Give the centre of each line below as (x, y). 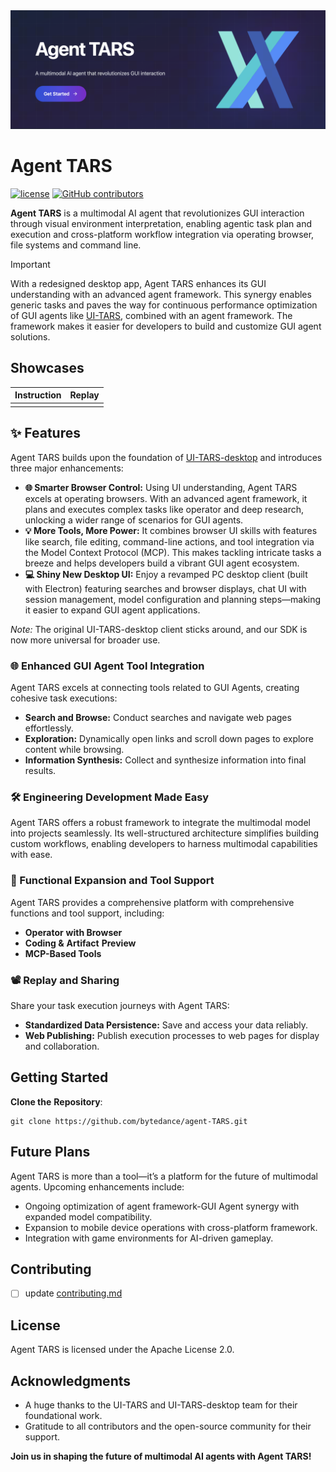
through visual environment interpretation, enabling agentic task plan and (161, 223)
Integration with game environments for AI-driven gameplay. (149, 1238)
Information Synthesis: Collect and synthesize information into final (165, 760)
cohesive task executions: (64, 698)
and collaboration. (62, 1046)
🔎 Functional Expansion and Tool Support (112, 881)
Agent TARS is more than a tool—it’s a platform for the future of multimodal (164, 1176)
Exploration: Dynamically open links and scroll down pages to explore (169, 739)
